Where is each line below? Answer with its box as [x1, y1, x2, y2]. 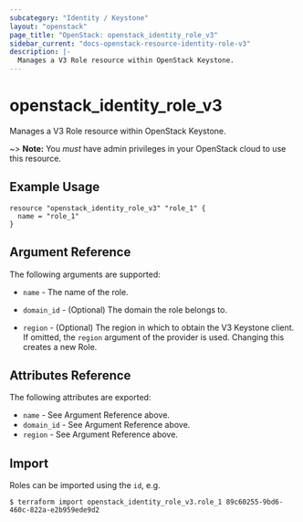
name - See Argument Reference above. [22, 410, 171, 421]
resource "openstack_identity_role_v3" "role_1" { [9, 203, 206, 213]
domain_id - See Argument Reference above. [22, 420, 191, 431]
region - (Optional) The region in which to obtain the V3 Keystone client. [22, 322, 295, 333]
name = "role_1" [17, 211, 79, 220]
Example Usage [9, 179, 100, 195]
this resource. [9, 153, 62, 164]
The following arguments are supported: [9, 269, 162, 280]
